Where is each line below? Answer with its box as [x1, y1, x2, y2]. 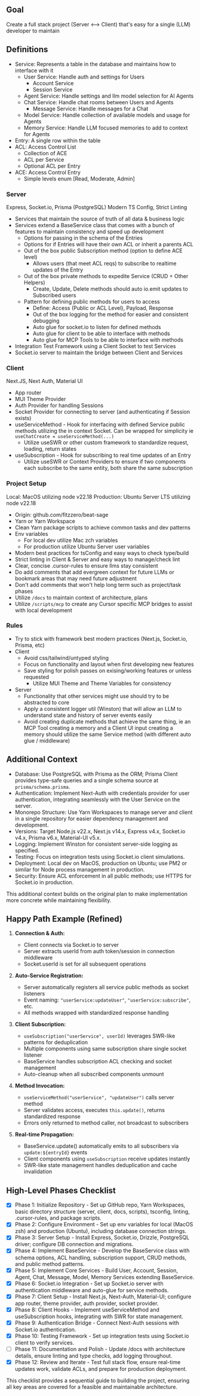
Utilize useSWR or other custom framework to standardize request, [23, 439, 189, 446]
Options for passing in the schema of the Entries [23, 234, 143, 242]
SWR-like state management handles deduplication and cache [23, 1162, 177, 1169]
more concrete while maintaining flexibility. [6, 896, 112, 904]
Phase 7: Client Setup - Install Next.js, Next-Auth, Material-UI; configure [14, 1293, 192, 1300]
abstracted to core [23, 698, 70, 706]
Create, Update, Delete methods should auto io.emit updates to [32, 285, 188, 293]
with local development [14, 607, 73, 614]
